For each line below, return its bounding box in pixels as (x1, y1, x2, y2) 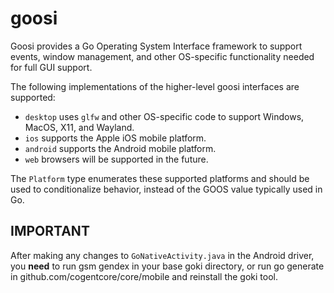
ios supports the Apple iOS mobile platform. (24, 132, 207, 144)
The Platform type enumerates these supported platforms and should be (10, 172, 310, 184)
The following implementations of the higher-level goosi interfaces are (10, 80, 300, 92)
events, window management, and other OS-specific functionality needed (10, 50, 315, 62)
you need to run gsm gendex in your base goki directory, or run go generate (10, 260, 325, 272)
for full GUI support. (10, 61, 93, 73)
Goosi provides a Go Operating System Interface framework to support (10, 40, 303, 52)
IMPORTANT (10, 223, 90, 240)
